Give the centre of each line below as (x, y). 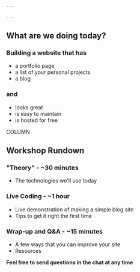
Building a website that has (47, 53)
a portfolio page (35, 66)
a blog (23, 79)
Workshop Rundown (45, 151)
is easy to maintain (38, 113)
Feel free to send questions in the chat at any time (70, 262)
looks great (29, 107)
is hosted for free (36, 120)
